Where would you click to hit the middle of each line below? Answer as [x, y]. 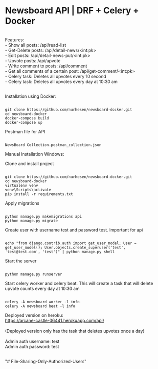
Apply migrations [22, 203]
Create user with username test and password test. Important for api [74, 230]
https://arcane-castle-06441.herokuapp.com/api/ [55, 320]
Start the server [21, 261]
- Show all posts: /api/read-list [35, 45]
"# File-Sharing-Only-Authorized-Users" [46, 361]
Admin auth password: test [32, 346]
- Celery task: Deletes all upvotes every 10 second [56, 76]
